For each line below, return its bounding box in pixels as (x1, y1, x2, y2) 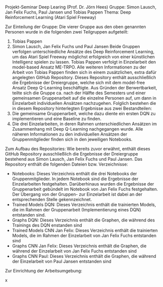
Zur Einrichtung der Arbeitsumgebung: (5, 268, 83, 273)
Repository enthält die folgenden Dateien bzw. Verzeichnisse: (5, 161, 128, 167)
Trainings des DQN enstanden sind (12, 222, 82, 228)
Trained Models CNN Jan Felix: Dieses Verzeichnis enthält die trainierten (12, 228, 158, 233)
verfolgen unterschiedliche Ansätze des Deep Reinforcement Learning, (12, 49, 155, 54)
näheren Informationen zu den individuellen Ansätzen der (12, 131, 127, 137)
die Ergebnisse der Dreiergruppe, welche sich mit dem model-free (12, 80, 145, 85)
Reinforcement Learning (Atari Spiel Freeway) (5, 15, 96, 20)
